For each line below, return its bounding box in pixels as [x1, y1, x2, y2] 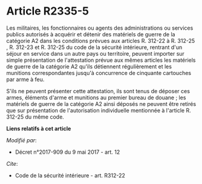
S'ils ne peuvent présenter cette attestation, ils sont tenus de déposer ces [6, 87, 191, 94]
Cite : [6, 160, 18, 167]
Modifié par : [6, 136, 37, 143]
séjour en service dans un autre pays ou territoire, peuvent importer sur [6, 50, 184, 57]
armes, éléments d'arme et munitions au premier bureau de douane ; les [6, 94, 186, 101]
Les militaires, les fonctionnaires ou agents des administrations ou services [6, 24, 194, 31]
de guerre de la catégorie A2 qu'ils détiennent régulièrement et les [6, 62, 172, 70]
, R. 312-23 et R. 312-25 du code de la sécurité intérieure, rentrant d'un [6, 44, 183, 51]
